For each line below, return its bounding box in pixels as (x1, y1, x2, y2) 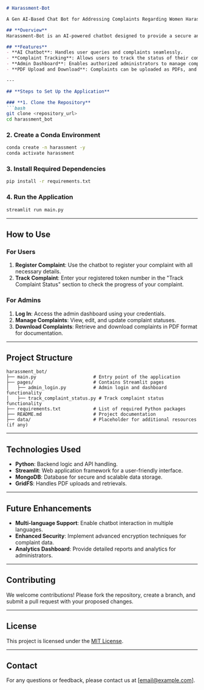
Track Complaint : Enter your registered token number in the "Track (15, 274, 184, 282)
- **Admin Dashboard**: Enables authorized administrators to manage (6, 61, 186, 67)
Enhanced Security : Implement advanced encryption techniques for (15, 532, 186, 540)
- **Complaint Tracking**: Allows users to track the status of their (6, 55, 189, 62)
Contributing (6, 575, 56, 585)
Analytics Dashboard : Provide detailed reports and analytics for (15, 545, 176, 552)
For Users (6, 247, 36, 256)
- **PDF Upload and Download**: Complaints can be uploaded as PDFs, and (6, 66, 197, 72)
